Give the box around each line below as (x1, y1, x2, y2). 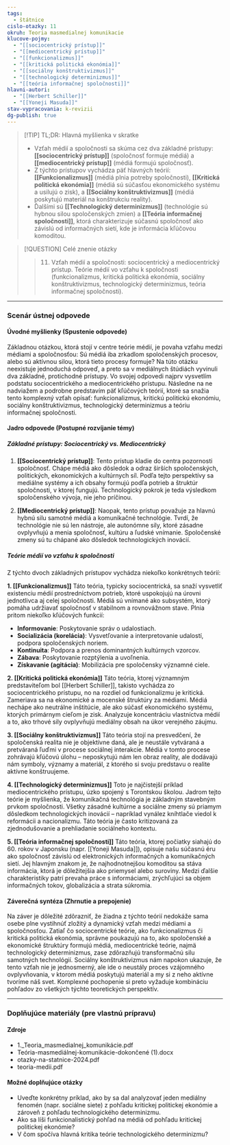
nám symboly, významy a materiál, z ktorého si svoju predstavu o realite (7, 760, 211, 768)
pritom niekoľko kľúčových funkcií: (7, 611, 105, 619)
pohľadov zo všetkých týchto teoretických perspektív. (7, 985, 159, 994)
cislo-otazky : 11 (7, 23, 57, 29)
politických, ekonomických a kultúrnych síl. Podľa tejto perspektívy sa (16, 471, 214, 480)
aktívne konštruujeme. (7, 767, 70, 776)
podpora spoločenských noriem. (16, 639, 109, 648)
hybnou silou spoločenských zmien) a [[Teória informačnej (34, 210, 202, 218)
